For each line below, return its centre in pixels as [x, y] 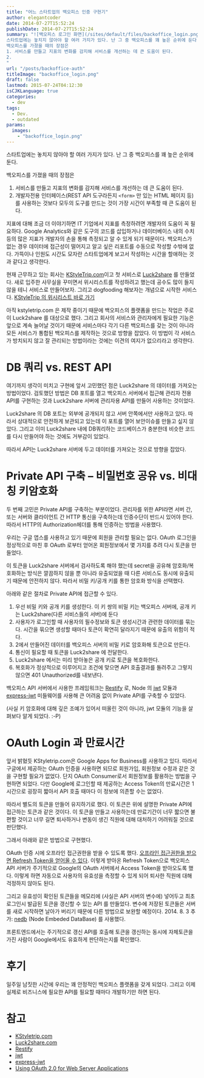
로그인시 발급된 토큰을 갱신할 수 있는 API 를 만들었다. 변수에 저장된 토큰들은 [95, 904]
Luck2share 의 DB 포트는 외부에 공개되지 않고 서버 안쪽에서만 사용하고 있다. [97, 413]
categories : [21, 97]
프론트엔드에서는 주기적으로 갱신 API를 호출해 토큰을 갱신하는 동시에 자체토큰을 [100, 931]
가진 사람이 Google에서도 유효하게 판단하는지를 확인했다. [74, 939]
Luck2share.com [36, 1042]
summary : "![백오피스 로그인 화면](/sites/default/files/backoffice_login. [99, 35]
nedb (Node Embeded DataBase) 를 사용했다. [70, 919]
